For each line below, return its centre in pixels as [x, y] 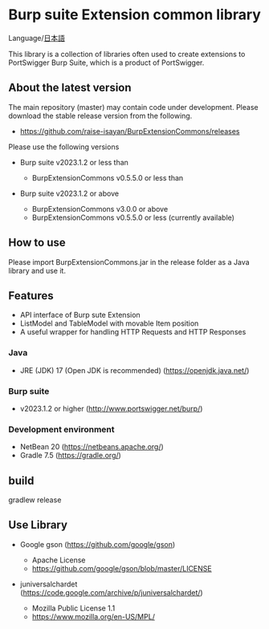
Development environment [61, 429]
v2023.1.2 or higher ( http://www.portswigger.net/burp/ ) [111, 408]
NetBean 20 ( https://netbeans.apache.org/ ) [92, 447]
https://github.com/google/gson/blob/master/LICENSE [122, 568]
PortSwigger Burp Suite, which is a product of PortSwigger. [106, 63]
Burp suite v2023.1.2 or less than [74, 162]
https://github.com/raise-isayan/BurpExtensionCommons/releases [130, 131]
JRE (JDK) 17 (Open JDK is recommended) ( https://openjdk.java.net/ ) [134, 370]
